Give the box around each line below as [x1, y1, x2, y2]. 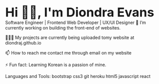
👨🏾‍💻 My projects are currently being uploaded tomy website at [5, 34, 134, 40]
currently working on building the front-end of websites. [5, 25, 121, 30]
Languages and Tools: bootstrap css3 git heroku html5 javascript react [5, 73, 151, 79]
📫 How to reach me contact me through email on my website [5, 50, 131, 55]
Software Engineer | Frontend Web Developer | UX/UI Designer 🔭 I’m [5, 19, 146, 25]
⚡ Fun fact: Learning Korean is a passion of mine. [5, 62, 106, 67]
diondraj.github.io [5, 40, 41, 45]
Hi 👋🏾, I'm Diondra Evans [5, 4, 154, 20]
